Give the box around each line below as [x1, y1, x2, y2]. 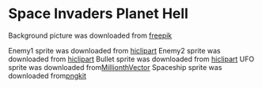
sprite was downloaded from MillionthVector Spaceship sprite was [8, 62, 222, 71]
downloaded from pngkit [8, 71, 87, 80]
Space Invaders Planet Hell [8, 5, 188, 23]
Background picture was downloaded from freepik [8, 31, 173, 40]
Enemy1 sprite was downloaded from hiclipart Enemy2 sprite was [8, 46, 221, 55]
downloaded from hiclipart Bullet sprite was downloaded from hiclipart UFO [8, 54, 255, 64]
